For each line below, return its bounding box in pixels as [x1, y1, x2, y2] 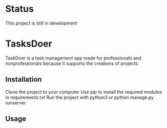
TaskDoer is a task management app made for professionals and [5, 55, 142, 61]
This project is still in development [5, 20, 78, 26]
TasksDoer [5, 38, 52, 50]
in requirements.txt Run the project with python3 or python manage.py [5, 94, 154, 100]
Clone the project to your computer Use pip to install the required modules [5, 89, 162, 95]
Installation [5, 75, 42, 84]
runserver [5, 99, 26, 105]
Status [5, 3, 34, 15]
